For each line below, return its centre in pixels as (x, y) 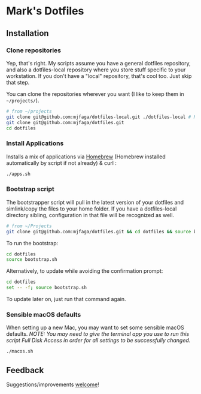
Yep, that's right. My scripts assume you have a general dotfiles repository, (98, 63)
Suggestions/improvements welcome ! (53, 384)
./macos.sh (20, 351)
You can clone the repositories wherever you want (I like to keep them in (95, 94)
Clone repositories (34, 50)
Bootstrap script (31, 189)
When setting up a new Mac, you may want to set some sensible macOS (95, 327)
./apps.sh (19, 174)
